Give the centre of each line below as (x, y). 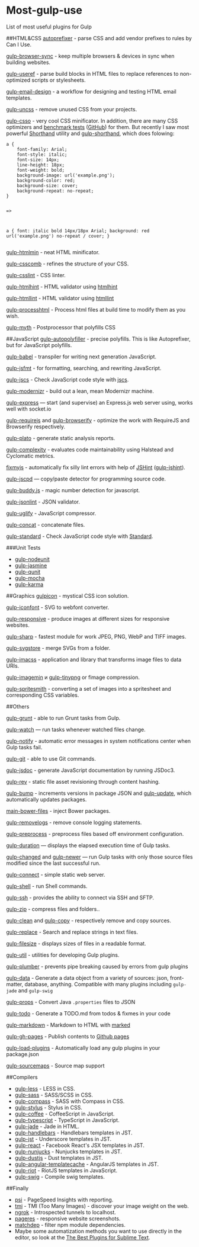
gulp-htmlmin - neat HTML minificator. (53, 252)
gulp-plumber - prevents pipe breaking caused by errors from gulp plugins (97, 966)
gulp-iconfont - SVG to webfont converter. (58, 607)
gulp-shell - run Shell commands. (47, 886)
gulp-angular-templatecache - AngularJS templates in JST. (86, 1164)
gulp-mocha (30, 578)
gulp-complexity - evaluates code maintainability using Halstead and (90, 449)
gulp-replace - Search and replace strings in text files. (72, 932)
